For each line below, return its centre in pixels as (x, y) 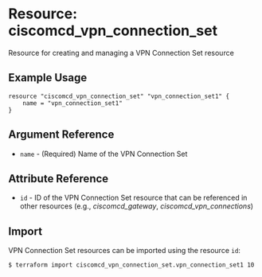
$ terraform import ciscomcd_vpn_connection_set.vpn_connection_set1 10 (131, 265)
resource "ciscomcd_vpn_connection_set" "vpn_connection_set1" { (119, 96)
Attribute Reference (59, 179)
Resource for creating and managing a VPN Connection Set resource (121, 53)
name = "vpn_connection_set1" (73, 103)
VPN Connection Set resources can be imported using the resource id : (125, 251)
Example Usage (48, 78)
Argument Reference (61, 135)
